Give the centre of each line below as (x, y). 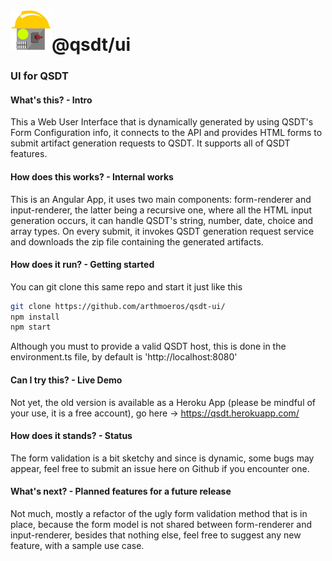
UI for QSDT (39, 76)
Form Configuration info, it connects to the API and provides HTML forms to (166, 133)
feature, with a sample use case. (77, 545)
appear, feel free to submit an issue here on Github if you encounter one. (160, 468)
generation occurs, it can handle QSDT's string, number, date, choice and (162, 220)
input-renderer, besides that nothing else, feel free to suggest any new (156, 535)
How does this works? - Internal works (92, 176)
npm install (35, 317)
